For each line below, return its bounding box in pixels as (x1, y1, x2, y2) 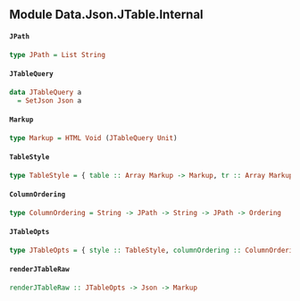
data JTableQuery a (9, 88, 82, 96)
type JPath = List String (9, 50, 105, 59)
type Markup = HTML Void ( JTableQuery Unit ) (9, 133, 178, 142)
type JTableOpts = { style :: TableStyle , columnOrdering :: (9, 246, 242, 255)
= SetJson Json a (17, 96, 82, 105)
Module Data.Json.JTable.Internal (9, 7, 204, 22)
